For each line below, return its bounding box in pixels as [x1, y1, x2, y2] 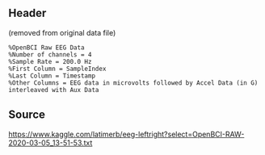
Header [8, 6, 47, 20]
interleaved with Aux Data [8, 86, 99, 94]
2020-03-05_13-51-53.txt [8, 137, 93, 148]
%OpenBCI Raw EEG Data [8, 44, 85, 52]
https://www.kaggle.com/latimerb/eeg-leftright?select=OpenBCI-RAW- [8, 129, 245, 139]
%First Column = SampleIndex [8, 65, 107, 73]
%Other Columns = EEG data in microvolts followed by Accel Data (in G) [8, 78, 259, 87]
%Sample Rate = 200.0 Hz [8, 57, 92, 65]
